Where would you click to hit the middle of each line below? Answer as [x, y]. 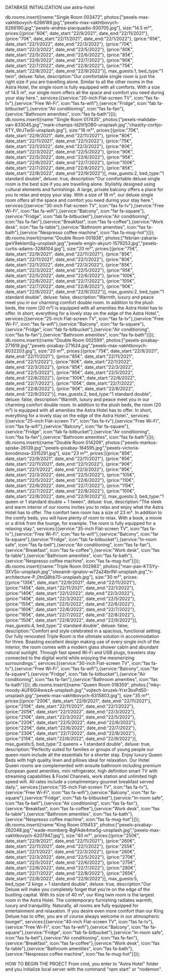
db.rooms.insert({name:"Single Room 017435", [53, 119]
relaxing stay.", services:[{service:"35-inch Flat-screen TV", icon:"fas [77, 529]
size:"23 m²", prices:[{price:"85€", [97, 453]
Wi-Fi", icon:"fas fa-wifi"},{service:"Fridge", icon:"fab [101, 103]
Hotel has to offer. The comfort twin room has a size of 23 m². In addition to [84, 512]
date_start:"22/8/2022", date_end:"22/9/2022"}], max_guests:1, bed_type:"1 [84, 71]
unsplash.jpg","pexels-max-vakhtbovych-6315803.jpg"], [64, 696]
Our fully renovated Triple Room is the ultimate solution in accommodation [82, 636]
